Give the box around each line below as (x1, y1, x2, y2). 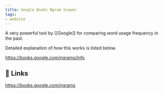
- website (5, 16, 26, 21)
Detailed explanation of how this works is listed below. (5, 45, 116, 51)
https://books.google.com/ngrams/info (5, 55, 85, 61)
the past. (5, 35, 23, 41)
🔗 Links (5, 69, 28, 78)
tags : (5, 12, 16, 17)
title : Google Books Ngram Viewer (5, 7, 77, 12)
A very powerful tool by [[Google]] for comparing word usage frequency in (5, 30, 159, 36)
